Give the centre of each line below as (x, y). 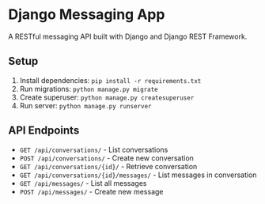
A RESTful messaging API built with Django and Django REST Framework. (128, 36)
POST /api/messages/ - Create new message (91, 191)
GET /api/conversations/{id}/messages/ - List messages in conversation (138, 175)
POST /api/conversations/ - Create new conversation (106, 158)
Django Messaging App (87, 15)
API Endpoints (44, 131)
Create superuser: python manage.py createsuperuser (107, 97)
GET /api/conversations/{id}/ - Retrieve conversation (108, 166)
